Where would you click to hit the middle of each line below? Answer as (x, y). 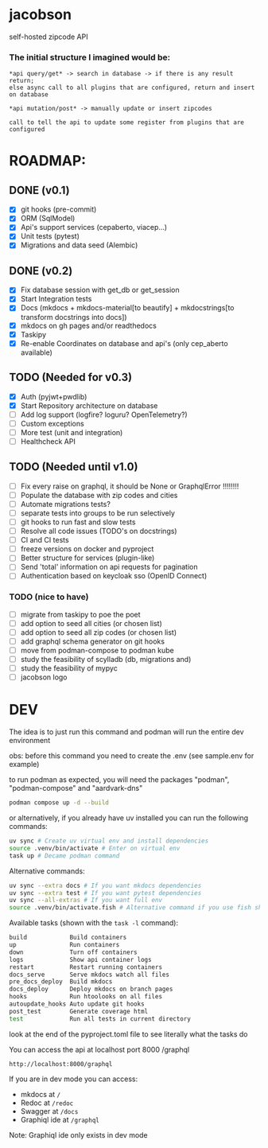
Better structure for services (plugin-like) (87, 558)
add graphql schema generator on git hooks (93, 641)
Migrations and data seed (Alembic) (79, 245)
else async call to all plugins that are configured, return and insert (132, 88)
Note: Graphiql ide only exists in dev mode (78, 1134)
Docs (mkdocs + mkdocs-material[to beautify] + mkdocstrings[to (127, 308)
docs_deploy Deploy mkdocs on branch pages (91, 989)
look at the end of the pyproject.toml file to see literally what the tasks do (128, 1034)
